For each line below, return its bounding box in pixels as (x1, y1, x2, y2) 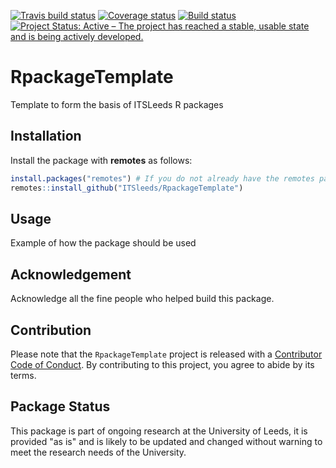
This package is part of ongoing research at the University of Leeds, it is (10, 425, 308, 437)
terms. (10, 369, 37, 381)
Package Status (10, 398, 111, 415)
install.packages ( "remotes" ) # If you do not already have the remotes (10, 173, 315, 184)
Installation (10, 128, 82, 145)
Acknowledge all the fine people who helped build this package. (10, 293, 275, 305)
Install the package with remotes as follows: (10, 154, 193, 166)
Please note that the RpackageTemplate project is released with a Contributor (10, 348, 323, 360)
